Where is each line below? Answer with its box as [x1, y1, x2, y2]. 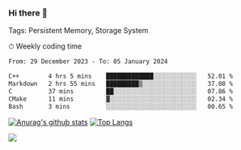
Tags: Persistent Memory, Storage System [8, 26, 149, 36]
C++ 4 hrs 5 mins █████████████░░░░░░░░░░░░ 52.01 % [8, 72, 233, 80]
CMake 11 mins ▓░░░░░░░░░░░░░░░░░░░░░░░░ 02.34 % [8, 95, 233, 103]
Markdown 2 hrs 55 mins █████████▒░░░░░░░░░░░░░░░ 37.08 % [8, 80, 233, 88]
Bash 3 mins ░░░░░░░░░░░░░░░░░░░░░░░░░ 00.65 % [8, 102, 233, 110]
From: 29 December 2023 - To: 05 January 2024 [8, 58, 168, 66]
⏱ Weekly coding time [8, 41, 82, 51]
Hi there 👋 [8, 7, 49, 19]
